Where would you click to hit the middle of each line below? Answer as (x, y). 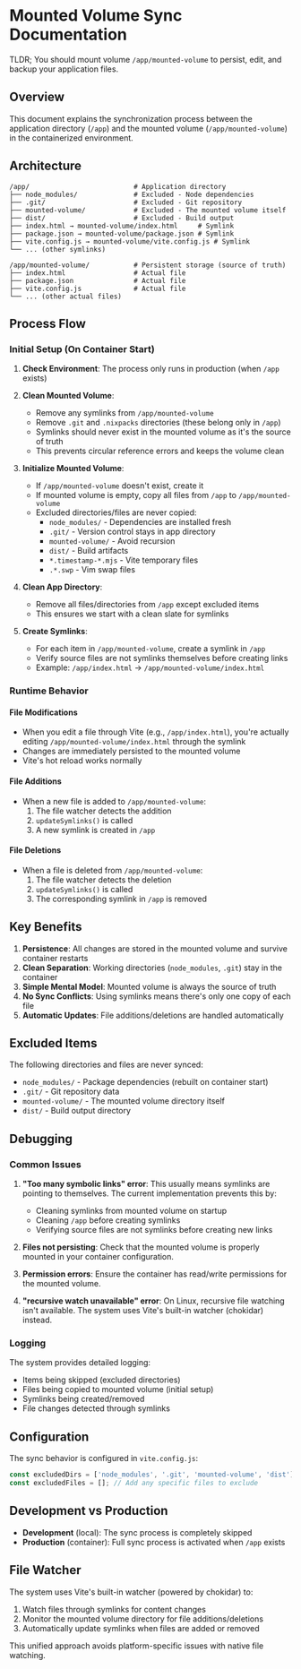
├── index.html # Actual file (98, 273)
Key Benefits (46, 927)
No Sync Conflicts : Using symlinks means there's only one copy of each (156, 996)
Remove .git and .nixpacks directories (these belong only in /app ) (158, 423)
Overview (37, 97)
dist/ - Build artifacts (89, 551)
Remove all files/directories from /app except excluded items (147, 605)
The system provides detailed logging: (80, 1363)
